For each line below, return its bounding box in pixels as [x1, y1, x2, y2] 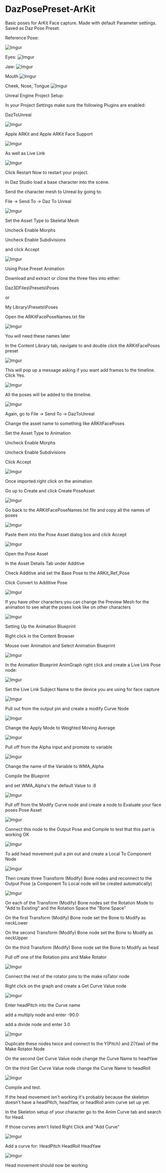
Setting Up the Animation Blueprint [5, 623, 76, 629]
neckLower [5, 920, 28, 926]
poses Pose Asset [5, 807, 42, 813]
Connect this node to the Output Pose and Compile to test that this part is [5, 826, 155, 832]
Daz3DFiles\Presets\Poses [5, 284, 59, 291]
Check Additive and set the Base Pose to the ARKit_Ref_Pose [5, 570, 130, 576]
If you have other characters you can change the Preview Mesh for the [5, 599, 150, 605]
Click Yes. [5, 372, 26, 378]
